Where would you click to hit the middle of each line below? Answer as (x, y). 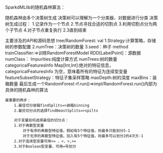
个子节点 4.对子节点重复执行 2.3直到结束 (46, 30)
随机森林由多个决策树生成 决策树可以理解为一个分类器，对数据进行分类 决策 (81, 18)
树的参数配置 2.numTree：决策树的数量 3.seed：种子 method (67, 47)
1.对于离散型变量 (29, 125)
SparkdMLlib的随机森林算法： (35, 7)
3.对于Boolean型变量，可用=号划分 (45, 147)
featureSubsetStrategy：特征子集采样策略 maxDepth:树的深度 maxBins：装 (81, 77)
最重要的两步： (18, 100)
